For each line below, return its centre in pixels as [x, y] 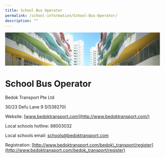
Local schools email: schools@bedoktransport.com [57, 135]
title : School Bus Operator [34, 10]
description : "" [22, 21]
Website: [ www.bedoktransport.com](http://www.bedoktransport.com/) [77, 117]
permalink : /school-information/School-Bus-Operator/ [61, 15]
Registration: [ [19, 145]
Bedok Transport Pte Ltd [30, 98]
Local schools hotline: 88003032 [39, 126]
